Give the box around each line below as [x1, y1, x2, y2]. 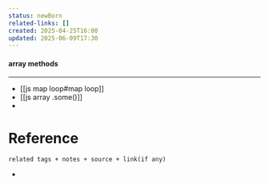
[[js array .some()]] [19, 93, 82, 102]
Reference [8, 129, 78, 147]
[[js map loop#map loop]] [19, 84, 104, 94]
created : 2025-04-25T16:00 [8, 26, 98, 34]
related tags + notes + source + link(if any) [8, 155, 167, 164]
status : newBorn [8, 11, 62, 20]
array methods [8, 58, 58, 68]
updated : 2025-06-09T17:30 [8, 34, 98, 42]
